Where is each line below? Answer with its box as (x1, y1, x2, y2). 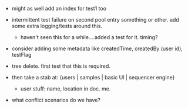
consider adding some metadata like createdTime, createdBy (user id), (11, 45, 183, 52)
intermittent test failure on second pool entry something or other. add (11, 16, 179, 23)
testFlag (11, 51, 32, 58)
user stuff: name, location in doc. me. (20, 85, 111, 92)
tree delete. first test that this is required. (11, 62, 110, 69)
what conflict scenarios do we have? (11, 96, 101, 103)
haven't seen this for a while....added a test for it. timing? (20, 34, 158, 40)
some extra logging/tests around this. (11, 23, 103, 29)
